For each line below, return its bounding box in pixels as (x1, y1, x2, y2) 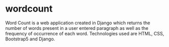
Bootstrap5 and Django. (5, 36, 55, 42)
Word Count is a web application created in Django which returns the (5, 20, 151, 26)
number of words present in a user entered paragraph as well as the (5, 25, 149, 31)
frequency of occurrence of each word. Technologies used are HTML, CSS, (5, 30, 164, 36)
